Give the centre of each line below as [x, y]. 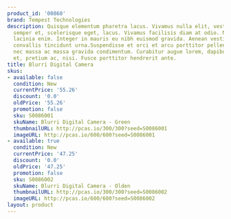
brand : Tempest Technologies [49, 20]
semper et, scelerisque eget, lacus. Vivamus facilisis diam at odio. [117, 33]
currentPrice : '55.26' [46, 90]
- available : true [33, 141]
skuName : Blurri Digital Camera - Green [72, 122]
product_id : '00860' [37, 13]
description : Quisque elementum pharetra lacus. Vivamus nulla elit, [109, 26]
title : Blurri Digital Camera [51, 65]
